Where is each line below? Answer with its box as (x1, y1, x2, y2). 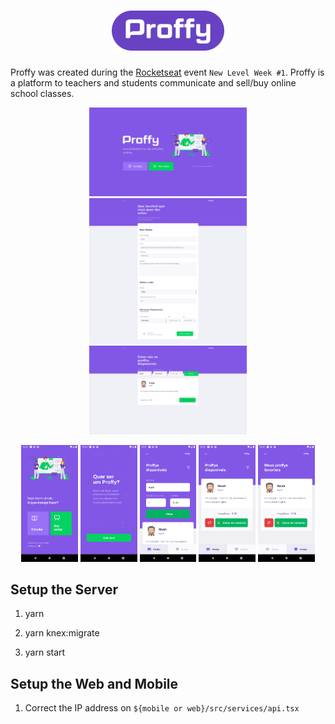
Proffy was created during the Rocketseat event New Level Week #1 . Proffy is (10, 66, 325, 78)
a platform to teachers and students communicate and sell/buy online (10, 76, 297, 89)
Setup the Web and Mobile (10, 675, 179, 692)
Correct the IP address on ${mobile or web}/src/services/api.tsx (24, 702, 300, 714)
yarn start (24, 646, 66, 659)
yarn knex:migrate (24, 627, 100, 639)
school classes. (10, 87, 75, 99)
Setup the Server (10, 581, 118, 598)
